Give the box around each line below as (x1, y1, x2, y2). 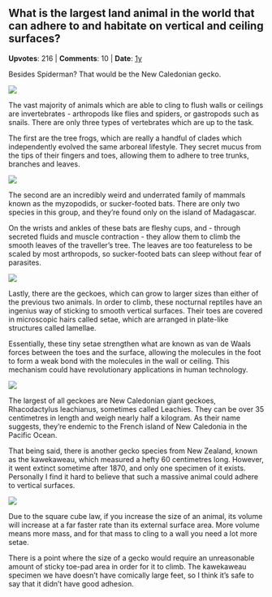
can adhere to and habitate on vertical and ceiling (8, 19, 264, 33)
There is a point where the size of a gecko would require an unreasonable (8, 552, 255, 563)
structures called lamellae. (8, 322, 97, 332)
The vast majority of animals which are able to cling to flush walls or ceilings (8, 100, 264, 110)
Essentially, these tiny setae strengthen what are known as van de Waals (8, 339, 252, 348)
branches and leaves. (8, 158, 80, 169)
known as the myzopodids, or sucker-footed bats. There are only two (8, 198, 240, 208)
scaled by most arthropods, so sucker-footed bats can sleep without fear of (8, 249, 262, 258)
